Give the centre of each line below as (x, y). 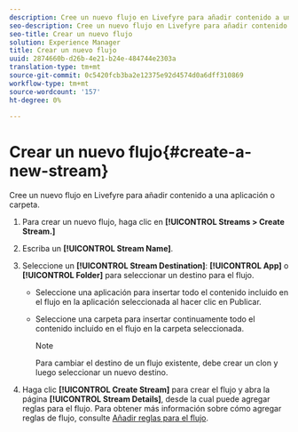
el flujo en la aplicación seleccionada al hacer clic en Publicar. (148, 302)
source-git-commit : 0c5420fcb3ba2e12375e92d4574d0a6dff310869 (126, 76)
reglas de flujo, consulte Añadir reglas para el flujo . (115, 418)
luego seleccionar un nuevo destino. (102, 372)
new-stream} (59, 171)
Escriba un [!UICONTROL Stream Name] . (98, 249)
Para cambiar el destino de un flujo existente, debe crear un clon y (157, 363)
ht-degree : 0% (35, 100)
